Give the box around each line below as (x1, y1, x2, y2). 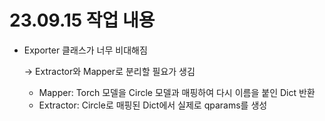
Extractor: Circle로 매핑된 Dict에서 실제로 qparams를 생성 (38, 99, 268, 111)
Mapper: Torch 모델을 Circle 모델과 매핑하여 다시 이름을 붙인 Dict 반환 (38, 86, 316, 98)
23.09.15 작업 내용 (9, 9, 156, 32)
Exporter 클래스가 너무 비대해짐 (23, 44, 148, 56)
